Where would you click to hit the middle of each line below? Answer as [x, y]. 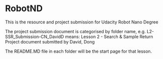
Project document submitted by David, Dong [50, 41]
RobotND [24, 9]
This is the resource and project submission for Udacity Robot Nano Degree [82, 22]
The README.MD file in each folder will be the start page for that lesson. [79, 51]
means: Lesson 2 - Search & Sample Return [109, 37]
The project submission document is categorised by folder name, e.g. [75, 31]
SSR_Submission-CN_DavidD [35, 37]
